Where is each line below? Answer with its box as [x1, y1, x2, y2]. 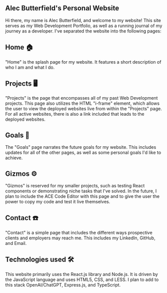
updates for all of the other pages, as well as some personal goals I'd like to [5, 150, 161, 156]
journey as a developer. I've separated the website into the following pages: [5, 28, 161, 34]
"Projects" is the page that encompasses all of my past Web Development [5, 95, 158, 101]
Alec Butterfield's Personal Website [5, 4, 119, 13]
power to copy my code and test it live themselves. [5, 199, 110, 205]
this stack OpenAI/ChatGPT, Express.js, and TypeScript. [5, 281, 121, 287]
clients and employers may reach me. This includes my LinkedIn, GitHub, [5, 235, 155, 241]
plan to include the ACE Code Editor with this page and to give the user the [5, 193, 159, 199]
